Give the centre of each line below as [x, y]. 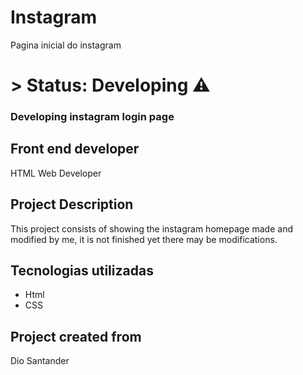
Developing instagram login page [92, 117]
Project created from [76, 336]
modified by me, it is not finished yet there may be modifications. [144, 239]
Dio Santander [40, 361]
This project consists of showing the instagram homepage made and [151, 228]
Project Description [72, 204]
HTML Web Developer [56, 173]
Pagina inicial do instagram [66, 45]
